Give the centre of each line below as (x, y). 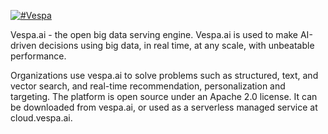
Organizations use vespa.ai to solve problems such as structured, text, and (164, 75)
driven (23, 45)
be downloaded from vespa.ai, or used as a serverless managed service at (164, 107)
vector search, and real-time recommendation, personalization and (148, 86)
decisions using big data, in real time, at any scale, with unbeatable (176, 45)
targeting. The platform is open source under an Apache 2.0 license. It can (164, 96)
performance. (38, 56)
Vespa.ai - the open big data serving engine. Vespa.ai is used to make (154, 34)
